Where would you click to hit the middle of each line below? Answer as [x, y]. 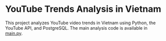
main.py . [14, 33]
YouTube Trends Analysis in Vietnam [83, 9]
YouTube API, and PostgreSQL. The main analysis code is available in [76, 28]
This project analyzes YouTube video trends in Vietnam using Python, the [80, 23]
